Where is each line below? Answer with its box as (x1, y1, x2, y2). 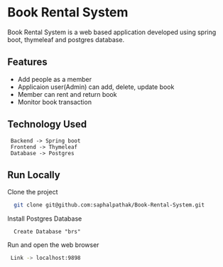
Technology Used (7, 118, 87, 130)
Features (7, 56, 48, 68)
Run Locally (7, 169, 60, 181)
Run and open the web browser (7, 241, 99, 249)
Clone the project (7, 188, 58, 197)
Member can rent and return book (17, 90, 117, 98)
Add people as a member (17, 75, 92, 83)
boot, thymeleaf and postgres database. (7, 35, 125, 43)
